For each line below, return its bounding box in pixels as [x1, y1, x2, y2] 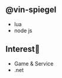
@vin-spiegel [5, 5, 57, 15]
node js [14, 27, 32, 34]
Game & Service [14, 60, 54, 67]
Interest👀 [5, 44, 40, 54]
